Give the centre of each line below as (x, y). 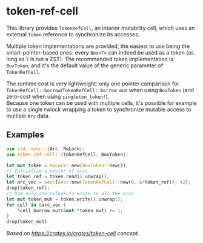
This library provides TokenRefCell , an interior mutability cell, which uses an (101, 28)
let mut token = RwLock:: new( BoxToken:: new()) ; (68, 165)
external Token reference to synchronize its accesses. (73, 34)
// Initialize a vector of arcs (47, 171)
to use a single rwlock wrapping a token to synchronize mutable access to (99, 109)
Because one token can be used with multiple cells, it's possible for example (101, 103)
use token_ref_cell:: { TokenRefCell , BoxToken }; (68, 155)
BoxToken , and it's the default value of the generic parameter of (85, 65)
